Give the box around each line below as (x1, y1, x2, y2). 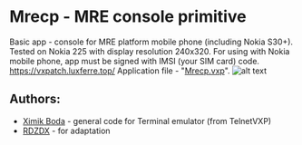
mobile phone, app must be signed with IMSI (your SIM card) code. (9, 55, 260, 66)
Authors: (9, 92, 61, 107)
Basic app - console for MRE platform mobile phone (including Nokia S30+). (9, 36, 293, 47)
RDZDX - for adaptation (22, 125, 111, 136)
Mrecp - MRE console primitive (9, 6, 247, 27)
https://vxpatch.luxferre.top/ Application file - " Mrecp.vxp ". (9, 65, 230, 76)
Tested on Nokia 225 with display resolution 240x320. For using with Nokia (9, 45, 290, 56)
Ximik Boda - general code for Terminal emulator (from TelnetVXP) (22, 115, 272, 126)
